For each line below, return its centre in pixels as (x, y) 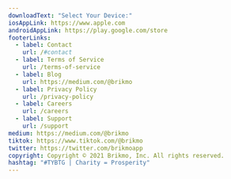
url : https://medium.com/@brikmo (78, 82)
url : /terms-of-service (62, 67)
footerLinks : (30, 38)
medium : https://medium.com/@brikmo (68, 133)
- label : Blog (38, 74)
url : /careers (45, 112)
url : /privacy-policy (58, 97)
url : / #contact (47, 52)
